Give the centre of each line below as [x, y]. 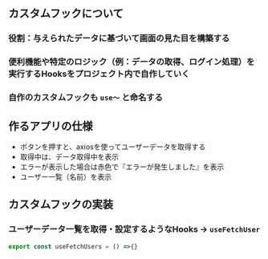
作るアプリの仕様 [51, 126]
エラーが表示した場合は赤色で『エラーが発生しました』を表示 [122, 167]
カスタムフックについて [66, 14]
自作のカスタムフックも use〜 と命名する [85, 98]
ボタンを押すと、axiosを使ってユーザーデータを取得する [113, 147]
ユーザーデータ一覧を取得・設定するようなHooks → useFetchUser [134, 229]
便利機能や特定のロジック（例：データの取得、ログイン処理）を [132, 62]
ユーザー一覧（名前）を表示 [66, 176]
